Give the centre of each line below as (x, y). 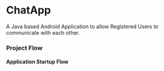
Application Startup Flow (37, 62)
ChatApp (29, 10)
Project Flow (24, 48)
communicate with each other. (43, 32)
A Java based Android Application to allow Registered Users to (82, 26)
